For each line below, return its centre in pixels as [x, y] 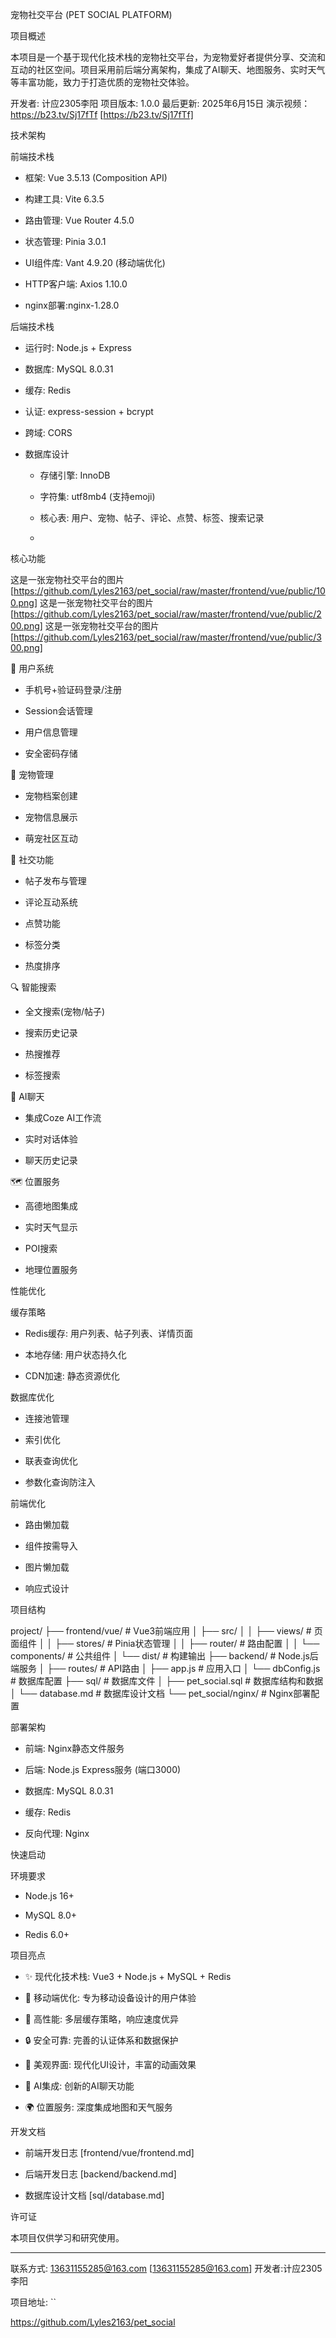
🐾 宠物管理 [32, 774]
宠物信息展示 [51, 817]
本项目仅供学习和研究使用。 [67, 2237]
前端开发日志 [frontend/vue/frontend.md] [109, 2152]
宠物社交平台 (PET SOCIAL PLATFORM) [91, 14]
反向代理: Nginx [57, 1833]
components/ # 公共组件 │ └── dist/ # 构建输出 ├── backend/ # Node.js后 [164, 1656]
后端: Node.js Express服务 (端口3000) [103, 1769]
